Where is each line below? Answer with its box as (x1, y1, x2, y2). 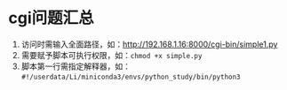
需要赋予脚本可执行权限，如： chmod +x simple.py (20, 49, 203, 60)
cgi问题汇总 (8, 8, 94, 28)
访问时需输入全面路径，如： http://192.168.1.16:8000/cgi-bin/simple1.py (20, 39, 278, 49)
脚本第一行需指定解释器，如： (20, 61, 131, 71)
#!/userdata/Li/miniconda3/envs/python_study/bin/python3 (20, 72, 241, 81)
